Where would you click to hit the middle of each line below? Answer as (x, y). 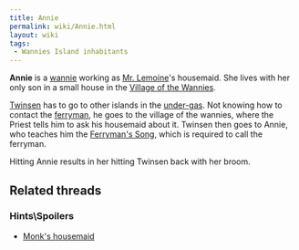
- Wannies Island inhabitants (71, 52)
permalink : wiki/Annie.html (63, 26)
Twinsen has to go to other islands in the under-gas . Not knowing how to (146, 105)
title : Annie (34, 18)
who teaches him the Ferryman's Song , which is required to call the (136, 134)
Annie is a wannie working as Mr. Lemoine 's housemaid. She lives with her (150, 78)
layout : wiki (34, 35)
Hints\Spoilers (42, 216)
